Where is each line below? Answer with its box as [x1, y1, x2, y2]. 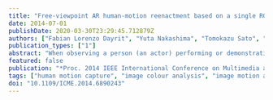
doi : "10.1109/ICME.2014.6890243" [8, 79, 126, 87]
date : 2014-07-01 [8, 19, 67, 27]
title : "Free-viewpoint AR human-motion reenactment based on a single [8, 11, 256, 20]
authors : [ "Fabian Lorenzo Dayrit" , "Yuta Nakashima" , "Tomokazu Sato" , [8, 34, 260, 43]
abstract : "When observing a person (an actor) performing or [8, 49, 223, 57]
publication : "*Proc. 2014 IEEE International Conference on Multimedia [8, 65, 260, 73]
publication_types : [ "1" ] [8, 42, 96, 50]
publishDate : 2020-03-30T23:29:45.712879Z [8, 27, 154, 35]
